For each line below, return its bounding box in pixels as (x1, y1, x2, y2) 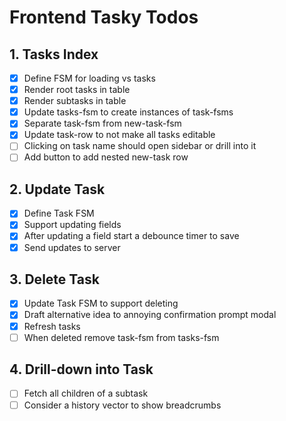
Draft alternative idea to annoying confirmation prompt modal (23, 309, 277, 321)
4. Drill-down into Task (9, 361, 154, 378)
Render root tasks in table (23, 84, 131, 96)
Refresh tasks (23, 320, 81, 332)
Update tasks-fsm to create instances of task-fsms (23, 106, 234, 118)
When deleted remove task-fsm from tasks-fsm (23, 331, 220, 343)
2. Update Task (9, 181, 106, 198)
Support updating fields (23, 219, 122, 231)
